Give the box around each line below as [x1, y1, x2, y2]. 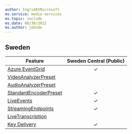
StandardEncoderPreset [7, 89, 62, 96]
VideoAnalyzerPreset [7, 73, 56, 80]
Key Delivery [7, 121, 36, 128]
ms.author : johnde [5, 25, 42, 30]
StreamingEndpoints [7, 105, 54, 112]
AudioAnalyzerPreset [7, 81, 56, 88]
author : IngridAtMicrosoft [5, 7, 60, 12]
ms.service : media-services [5, 12, 62, 17]
